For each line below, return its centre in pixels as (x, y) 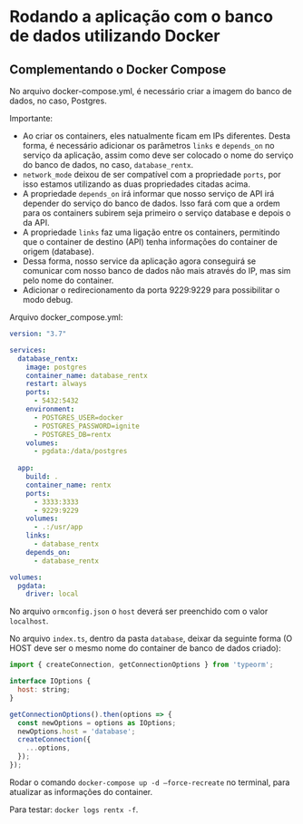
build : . (42, 477)
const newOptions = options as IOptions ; (97, 722)
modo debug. (48, 300)
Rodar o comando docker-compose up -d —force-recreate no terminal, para (150, 782)
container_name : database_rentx (87, 375)
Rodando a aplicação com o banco (142, 17)
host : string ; (44, 690)
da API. (36, 223)
